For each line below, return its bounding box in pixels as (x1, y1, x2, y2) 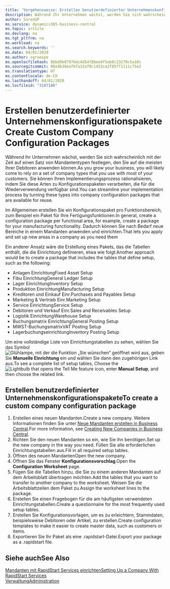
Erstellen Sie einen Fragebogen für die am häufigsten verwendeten (12, 496, 152, 502)
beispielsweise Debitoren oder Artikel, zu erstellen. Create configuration (12, 517, 162, 524)
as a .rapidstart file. (12, 539, 53, 545)
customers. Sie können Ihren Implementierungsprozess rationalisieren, (5, 176, 152, 182)
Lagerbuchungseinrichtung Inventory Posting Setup (12, 329, 120, 335)
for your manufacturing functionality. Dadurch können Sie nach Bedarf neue (5, 223, 163, 229)
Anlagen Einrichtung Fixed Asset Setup (12, 269, 93, 275)
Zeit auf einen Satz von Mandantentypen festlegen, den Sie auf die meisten (5, 159, 162, 165)
